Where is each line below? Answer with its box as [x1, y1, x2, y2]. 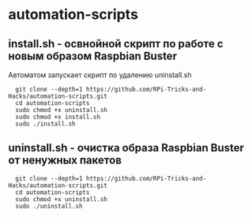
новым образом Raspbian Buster [8, 49, 178, 62]
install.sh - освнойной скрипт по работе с [8, 37, 224, 51]
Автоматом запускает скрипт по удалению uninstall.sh [8, 70, 192, 80]
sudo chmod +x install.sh [15, 113, 101, 121]
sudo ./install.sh [15, 120, 77, 128]
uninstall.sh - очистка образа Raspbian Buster [8, 141, 245, 155]
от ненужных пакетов [8, 154, 122, 167]
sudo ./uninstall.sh [15, 202, 83, 210]
